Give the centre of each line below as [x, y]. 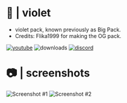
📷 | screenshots [48, 73]
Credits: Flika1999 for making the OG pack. [68, 36]
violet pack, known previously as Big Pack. [68, 30]
